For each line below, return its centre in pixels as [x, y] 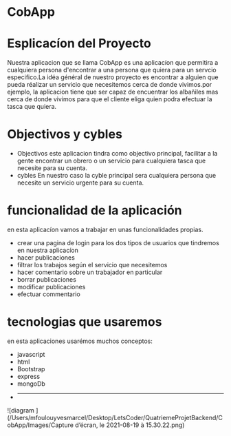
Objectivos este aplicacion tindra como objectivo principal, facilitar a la [117, 154]
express [28, 376]
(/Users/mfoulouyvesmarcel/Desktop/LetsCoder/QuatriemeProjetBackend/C [115, 417]
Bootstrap [31, 368]
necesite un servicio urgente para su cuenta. [80, 183]
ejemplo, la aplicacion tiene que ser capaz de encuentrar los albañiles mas [113, 92]
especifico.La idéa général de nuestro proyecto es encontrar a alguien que [113, 77]
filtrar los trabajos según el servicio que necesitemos [92, 265]
